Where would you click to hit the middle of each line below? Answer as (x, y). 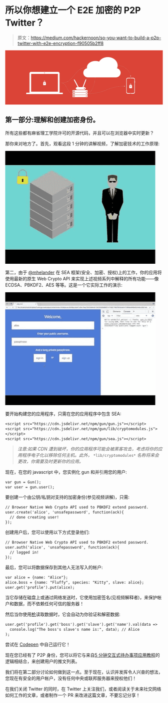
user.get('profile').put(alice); (40, 587)
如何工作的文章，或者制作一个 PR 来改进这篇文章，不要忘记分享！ (73, 695)
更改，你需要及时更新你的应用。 (50, 461)
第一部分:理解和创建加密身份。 (52, 120)
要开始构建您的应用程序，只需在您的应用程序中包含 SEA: (63, 414)
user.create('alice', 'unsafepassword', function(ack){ (64, 512)
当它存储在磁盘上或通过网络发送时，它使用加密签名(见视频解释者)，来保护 (81, 597)
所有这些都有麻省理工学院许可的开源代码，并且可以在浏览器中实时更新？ (79, 133)
